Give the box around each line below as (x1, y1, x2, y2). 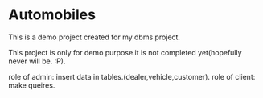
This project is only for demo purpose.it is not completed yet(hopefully (8, 47, 243, 57)
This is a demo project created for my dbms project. (8, 32, 181, 42)
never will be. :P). (8, 56, 66, 66)
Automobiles (8, 6, 97, 24)
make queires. (8, 80, 55, 90)
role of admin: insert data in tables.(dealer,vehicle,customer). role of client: (8, 71, 256, 81)
